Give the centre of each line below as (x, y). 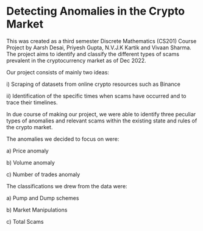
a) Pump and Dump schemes (43, 198)
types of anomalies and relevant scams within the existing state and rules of (102, 121)
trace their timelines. (32, 102)
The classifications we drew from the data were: (67, 186)
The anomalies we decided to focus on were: (63, 139)
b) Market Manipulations (37, 210)
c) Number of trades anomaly (43, 174)
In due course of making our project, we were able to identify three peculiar (101, 114)
